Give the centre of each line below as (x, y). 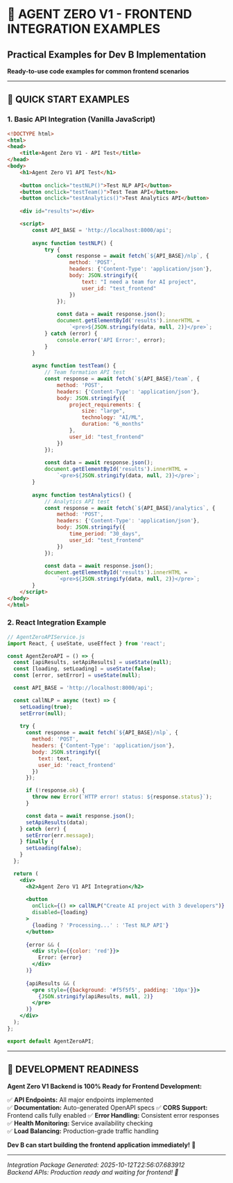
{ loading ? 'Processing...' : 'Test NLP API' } (101, 925)
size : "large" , (104, 411)
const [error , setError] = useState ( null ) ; (77, 676)
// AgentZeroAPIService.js (46, 637)
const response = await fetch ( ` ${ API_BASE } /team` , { (122, 379)
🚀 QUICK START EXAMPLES (68, 100)
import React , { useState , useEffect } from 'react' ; (87, 643)
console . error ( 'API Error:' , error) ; (111, 340)
